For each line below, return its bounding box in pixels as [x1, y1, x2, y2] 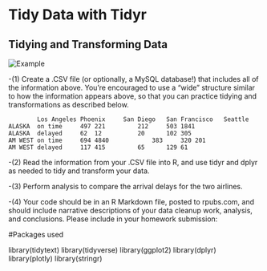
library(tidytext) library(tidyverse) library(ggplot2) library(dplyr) [8, 245, 216, 254]
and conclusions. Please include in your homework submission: [8, 214, 218, 224]
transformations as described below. [8, 100, 130, 109]
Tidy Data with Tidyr [8, 6, 147, 24]
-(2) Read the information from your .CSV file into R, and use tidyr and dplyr [8, 158, 258, 167]
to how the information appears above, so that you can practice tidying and [8, 91, 257, 101]
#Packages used [8, 230, 64, 239]
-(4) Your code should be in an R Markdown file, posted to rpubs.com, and [8, 197, 255, 206]
